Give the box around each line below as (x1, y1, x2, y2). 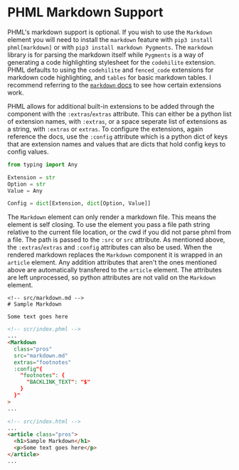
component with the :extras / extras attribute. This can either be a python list (7, 110, 232, 118)
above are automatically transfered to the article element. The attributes (7, 266, 222, 274)
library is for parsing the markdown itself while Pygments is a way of (7, 50, 204, 59)
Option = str (7, 181, 46, 188)
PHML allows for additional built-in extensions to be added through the (7, 102, 215, 110)
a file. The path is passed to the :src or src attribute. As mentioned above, (7, 235, 225, 244)
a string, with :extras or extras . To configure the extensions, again (7, 124, 203, 133)
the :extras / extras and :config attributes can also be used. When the (7, 243, 213, 252)
